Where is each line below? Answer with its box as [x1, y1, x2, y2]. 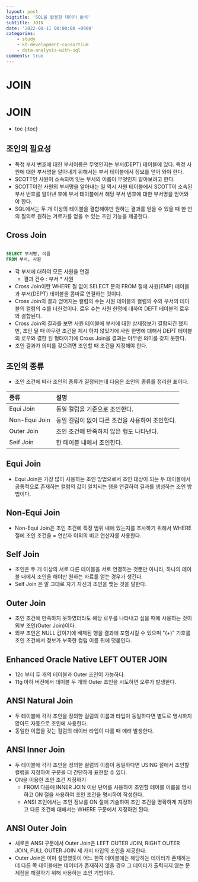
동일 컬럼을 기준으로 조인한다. [56, 405, 134, 413]
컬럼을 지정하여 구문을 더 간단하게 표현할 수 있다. [14, 769, 127, 776]
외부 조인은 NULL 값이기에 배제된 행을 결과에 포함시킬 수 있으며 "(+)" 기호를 [14, 629, 191, 636]
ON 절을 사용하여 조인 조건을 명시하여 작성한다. [34, 791, 144, 798]
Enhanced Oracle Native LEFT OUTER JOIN [6, 654, 168, 664]
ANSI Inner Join [6, 745, 65, 755]
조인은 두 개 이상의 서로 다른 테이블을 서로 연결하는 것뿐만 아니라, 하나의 [14, 566, 181, 573]
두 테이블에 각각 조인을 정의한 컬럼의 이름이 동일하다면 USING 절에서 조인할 [14, 761, 190, 768]
